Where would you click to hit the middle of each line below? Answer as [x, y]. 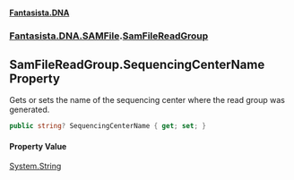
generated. [30, 110]
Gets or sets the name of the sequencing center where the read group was [147, 100]
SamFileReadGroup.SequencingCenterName [137, 64]
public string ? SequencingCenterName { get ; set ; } [108, 126]
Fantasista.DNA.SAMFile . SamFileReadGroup [109, 36]
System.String [35, 167]
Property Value [38, 146]
